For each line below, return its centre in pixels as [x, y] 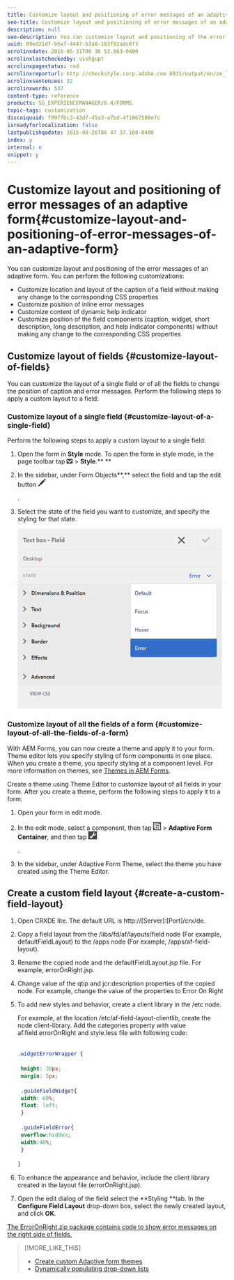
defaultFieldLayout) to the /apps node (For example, [92, 942]
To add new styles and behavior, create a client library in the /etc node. [119, 1004]
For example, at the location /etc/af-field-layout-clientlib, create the [114, 1018]
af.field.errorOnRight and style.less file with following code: [102, 1033]
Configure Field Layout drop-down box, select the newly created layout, [122, 1206]
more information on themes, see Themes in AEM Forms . [89, 771]
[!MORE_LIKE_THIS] [53, 1248]
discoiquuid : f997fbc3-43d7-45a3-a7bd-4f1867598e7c [84, 118]
